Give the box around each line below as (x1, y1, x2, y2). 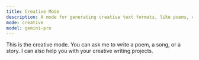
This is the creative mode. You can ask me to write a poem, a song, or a (6, 41, 181, 48)
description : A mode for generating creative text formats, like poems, (6, 14, 190, 20)
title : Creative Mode (6, 8, 60, 15)
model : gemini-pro (6, 25, 52, 31)
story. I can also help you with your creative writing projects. (6, 48, 153, 55)
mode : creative (6, 19, 44, 25)
